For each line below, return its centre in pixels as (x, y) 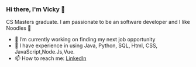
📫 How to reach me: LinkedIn (50, 58)
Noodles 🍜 (18, 28)
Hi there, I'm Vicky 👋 (36, 9)
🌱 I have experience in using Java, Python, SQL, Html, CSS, (86, 45)
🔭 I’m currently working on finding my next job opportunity (85, 40)
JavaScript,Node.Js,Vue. (44, 52)
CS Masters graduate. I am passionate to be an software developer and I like (98, 22)
